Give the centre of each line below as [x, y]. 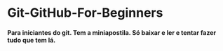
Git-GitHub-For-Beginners [85, 13]
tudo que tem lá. [32, 40]
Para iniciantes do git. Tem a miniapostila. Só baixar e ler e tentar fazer [111, 32]
